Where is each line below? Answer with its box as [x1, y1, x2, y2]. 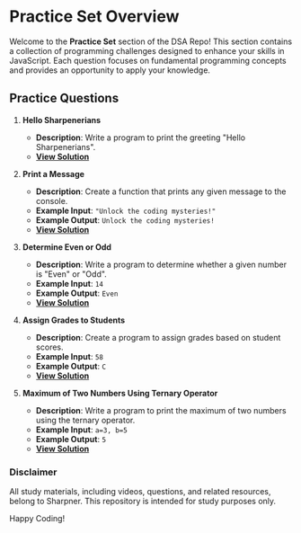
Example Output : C [35, 360, 106, 371]
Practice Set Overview [9, 6, 180, 27]
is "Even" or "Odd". [35, 268, 108, 280]
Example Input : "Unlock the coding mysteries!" [35, 205, 217, 216]
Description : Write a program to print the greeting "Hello [35, 132, 245, 143]
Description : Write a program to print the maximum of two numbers [35, 404, 287, 415]
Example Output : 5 [35, 433, 106, 444]
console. [35, 195, 68, 206]
